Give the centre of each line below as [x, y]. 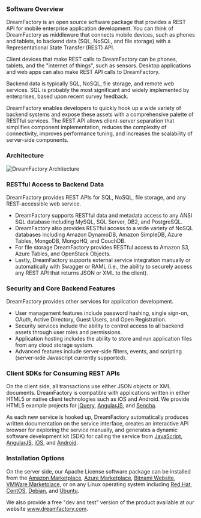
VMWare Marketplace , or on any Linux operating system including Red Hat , [99, 484]
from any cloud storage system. [54, 345]
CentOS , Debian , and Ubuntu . [43, 490]
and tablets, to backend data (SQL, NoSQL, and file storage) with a [88, 41]
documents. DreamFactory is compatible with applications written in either [98, 393]
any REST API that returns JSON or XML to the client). [82, 273]
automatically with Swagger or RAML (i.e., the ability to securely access [103, 266]
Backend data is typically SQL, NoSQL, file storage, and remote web [90, 84]
